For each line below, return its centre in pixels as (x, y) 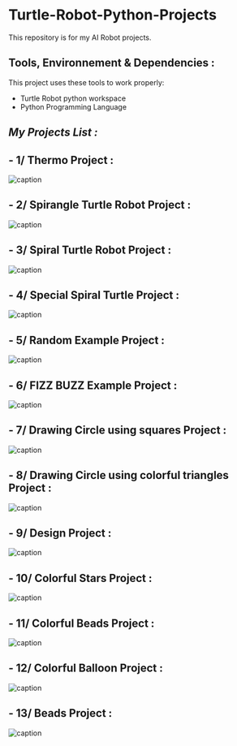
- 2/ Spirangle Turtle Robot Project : (100, 205)
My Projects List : (53, 133)
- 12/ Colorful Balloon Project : (86, 668)
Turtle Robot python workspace (73, 98)
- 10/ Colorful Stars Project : (80, 578)
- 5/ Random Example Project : (86, 340)
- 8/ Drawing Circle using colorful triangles (119, 475)
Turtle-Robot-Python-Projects (113, 15)
